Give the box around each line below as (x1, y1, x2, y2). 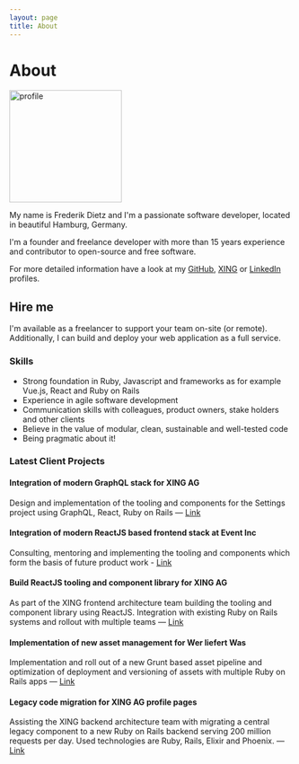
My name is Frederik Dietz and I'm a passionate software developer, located (9, 210, 291, 221)
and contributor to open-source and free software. (9, 246, 197, 257)
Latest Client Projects (9, 455, 105, 468)
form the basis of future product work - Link (9, 557, 172, 567)
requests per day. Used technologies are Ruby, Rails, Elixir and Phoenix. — (9, 735, 285, 746)
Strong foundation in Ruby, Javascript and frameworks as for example (22, 375, 281, 386)
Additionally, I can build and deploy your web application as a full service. (9, 333, 281, 344)
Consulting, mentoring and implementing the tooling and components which (9, 547, 290, 558)
